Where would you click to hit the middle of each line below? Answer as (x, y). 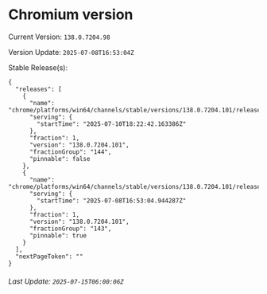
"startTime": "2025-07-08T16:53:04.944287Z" (112, 201)
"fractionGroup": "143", (70, 229)
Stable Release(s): (38, 67)
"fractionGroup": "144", (70, 152)
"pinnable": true (58, 235)
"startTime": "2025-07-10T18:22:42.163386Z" (112, 124)
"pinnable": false (60, 159)
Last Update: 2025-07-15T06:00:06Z (66, 281)
